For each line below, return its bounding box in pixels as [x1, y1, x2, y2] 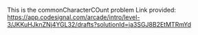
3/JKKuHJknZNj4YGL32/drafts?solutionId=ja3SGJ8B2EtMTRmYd [7, 21, 191, 28]
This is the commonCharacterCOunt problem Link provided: [7, 6, 177, 14]
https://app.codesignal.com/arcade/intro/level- [7, 13, 140, 21]
